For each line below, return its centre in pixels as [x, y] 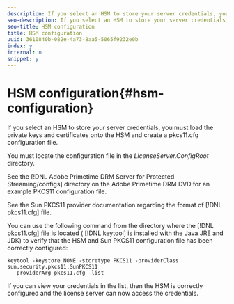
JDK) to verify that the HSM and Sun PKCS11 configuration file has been [110, 240]
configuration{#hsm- [101, 93]
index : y [20, 46]
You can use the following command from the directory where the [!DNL [111, 225]
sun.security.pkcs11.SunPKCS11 [53, 266]
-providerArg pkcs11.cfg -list [59, 273]
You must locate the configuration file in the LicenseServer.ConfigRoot [108, 155]
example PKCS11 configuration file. [57, 191]
